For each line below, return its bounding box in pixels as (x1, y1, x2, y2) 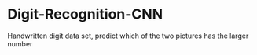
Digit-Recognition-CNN (7, 5, 163, 23)
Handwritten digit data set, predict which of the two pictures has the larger (7, 31, 249, 40)
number (7, 39, 33, 48)
